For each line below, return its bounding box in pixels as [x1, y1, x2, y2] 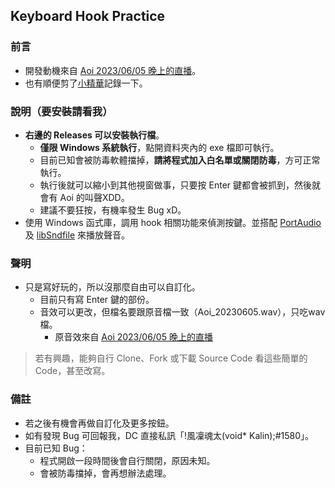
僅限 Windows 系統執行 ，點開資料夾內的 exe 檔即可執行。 [39, 141, 280, 153]
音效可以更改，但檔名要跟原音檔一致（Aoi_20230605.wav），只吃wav [39, 306, 326, 318]
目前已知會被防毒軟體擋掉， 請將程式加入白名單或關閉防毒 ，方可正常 [39, 154, 321, 166]
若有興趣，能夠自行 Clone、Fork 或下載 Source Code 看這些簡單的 [34, 352, 308, 364]
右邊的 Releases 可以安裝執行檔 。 [24, 129, 165, 141]
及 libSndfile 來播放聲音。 [24, 229, 130, 241]
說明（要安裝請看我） [10, 104, 113, 118]
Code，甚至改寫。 [34, 365, 111, 377]
